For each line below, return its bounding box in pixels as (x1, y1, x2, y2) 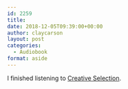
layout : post (7, 36, 45, 43)
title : (7, 17, 26, 23)
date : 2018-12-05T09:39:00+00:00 (7, 23, 103, 30)
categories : (7, 42, 41, 49)
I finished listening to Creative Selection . (7, 74, 122, 82)
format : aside (7, 55, 48, 62)
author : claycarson (7, 29, 63, 37)
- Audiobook (13, 49, 48, 56)
